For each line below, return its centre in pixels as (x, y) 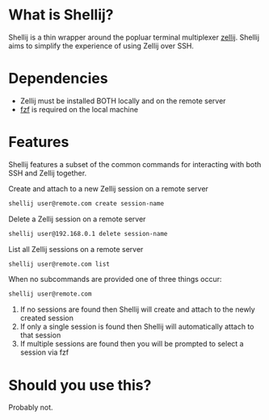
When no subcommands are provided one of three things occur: (115, 279)
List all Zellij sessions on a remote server (76, 249)
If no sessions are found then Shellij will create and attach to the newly (138, 309)
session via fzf (44, 352)
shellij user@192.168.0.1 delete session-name (88, 233)
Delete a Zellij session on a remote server (77, 219)
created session (47, 318)
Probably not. (31, 407)
